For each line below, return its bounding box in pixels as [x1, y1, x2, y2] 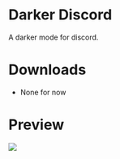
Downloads [8, 61, 87, 79]
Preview [8, 115, 65, 134]
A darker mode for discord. [8, 32, 99, 42]
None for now [19, 87, 66, 97]
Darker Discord [8, 6, 113, 24]
